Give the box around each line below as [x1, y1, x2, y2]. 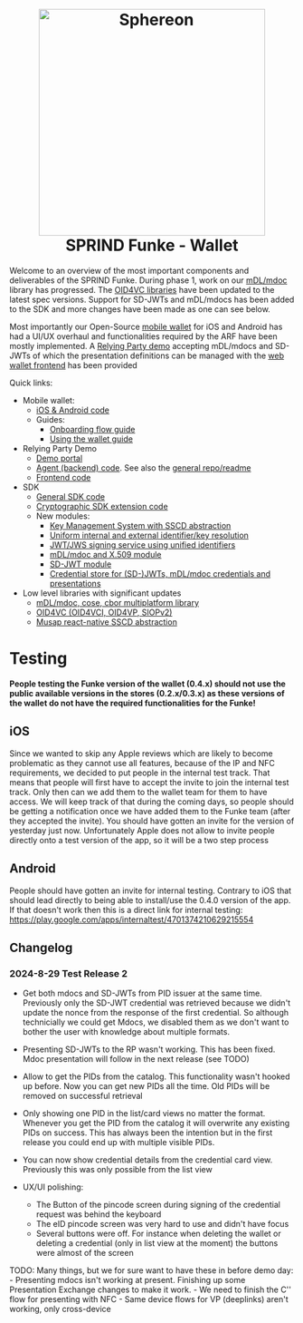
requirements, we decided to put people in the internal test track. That [9, 767, 270, 778]
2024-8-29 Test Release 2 [9, 967, 128, 979]
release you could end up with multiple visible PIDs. [22, 1137, 215, 1148]
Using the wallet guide [49, 433, 134, 444]
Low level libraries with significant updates [22, 588, 182, 598]
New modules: [35, 511, 90, 521]
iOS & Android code [35, 404, 110, 415]
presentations [49, 578, 101, 589]
